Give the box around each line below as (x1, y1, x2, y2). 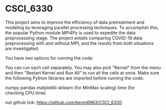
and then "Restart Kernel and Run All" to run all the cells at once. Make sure (5, 70, 160, 75)
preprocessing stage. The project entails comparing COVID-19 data (5, 35, 143, 41)
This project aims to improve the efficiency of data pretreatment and (5, 19, 145, 25)
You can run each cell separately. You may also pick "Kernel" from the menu (5, 65, 161, 71)
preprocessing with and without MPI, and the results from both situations (5, 40, 154, 46)
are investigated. (5, 45, 40, 51)
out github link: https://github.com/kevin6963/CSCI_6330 (5, 99, 122, 105)
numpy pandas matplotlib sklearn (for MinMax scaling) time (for (5, 84, 135, 90)
